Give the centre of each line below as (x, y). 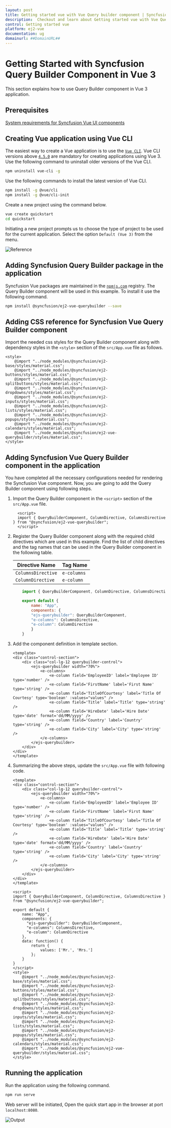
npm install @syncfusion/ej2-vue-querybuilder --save (64, 306)
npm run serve (20, 1095)
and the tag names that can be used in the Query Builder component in (87, 547)
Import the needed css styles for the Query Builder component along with (82, 342)
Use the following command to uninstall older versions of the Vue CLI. (78, 162)
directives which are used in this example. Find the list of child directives (89, 542)
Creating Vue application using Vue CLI (69, 139)
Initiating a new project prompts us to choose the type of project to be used (84, 228)
